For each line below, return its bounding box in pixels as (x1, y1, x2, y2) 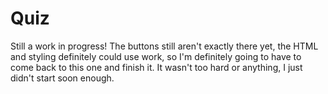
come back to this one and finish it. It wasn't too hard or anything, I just (10, 61, 303, 73)
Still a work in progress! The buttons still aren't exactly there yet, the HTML (10, 40, 319, 52)
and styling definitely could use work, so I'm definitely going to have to (10, 50, 302, 62)
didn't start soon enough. (10, 72, 115, 84)
